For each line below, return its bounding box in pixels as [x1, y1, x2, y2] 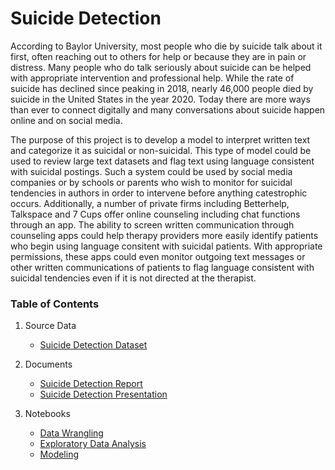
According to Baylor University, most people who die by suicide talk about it [10, 40, 323, 52]
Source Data [24, 320, 77, 332]
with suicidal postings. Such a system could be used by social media [10, 165, 293, 177]
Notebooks [24, 408, 71, 420]
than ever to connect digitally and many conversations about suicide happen [10, 103, 326, 116]
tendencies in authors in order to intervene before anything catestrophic [10, 187, 308, 199]
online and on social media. [10, 114, 123, 126]
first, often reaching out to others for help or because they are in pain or [10, 50, 307, 62]
